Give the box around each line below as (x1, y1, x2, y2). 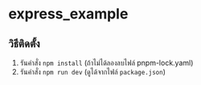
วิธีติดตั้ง (8, 37, 40, 51)
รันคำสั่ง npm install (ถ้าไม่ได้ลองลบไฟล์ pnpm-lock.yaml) (19, 58, 194, 67)
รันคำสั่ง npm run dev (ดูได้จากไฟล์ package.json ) (19, 67, 166, 76)
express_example (8, 5, 129, 23)
